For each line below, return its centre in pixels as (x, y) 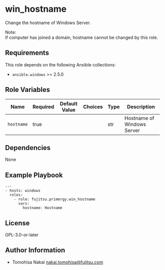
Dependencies (28, 148)
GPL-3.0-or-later (22, 235)
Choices (93, 107)
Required (43, 107)
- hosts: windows (23, 191)
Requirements (27, 53)
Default (69, 103)
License (17, 223)
